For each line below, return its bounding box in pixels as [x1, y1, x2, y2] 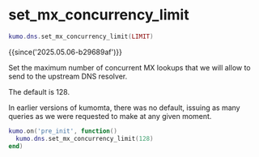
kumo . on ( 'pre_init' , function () [8, 127, 117, 135]
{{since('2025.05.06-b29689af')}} [8, 47, 123, 57]
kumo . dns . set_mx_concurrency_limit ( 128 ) [15, 134, 154, 142]
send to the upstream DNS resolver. [8, 71, 128, 81]
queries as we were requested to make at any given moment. [8, 111, 212, 121]
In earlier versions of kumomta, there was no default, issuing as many [8, 103, 240, 112]
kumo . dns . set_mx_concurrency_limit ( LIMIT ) [8, 32, 154, 40]
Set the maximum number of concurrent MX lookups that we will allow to [8, 62, 251, 72]
